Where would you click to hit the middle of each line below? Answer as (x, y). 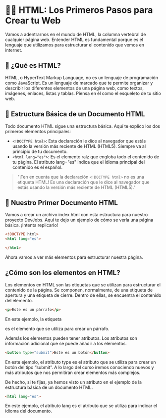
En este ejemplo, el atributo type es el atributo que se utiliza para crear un (81, 362)
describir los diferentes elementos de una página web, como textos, (75, 88)
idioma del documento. (28, 411)
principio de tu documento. (40, 151)
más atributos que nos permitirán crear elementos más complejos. (73, 372)
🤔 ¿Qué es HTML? (33, 66)
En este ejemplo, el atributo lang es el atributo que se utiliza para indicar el (81, 406)
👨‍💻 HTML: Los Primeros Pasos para (79, 10)
